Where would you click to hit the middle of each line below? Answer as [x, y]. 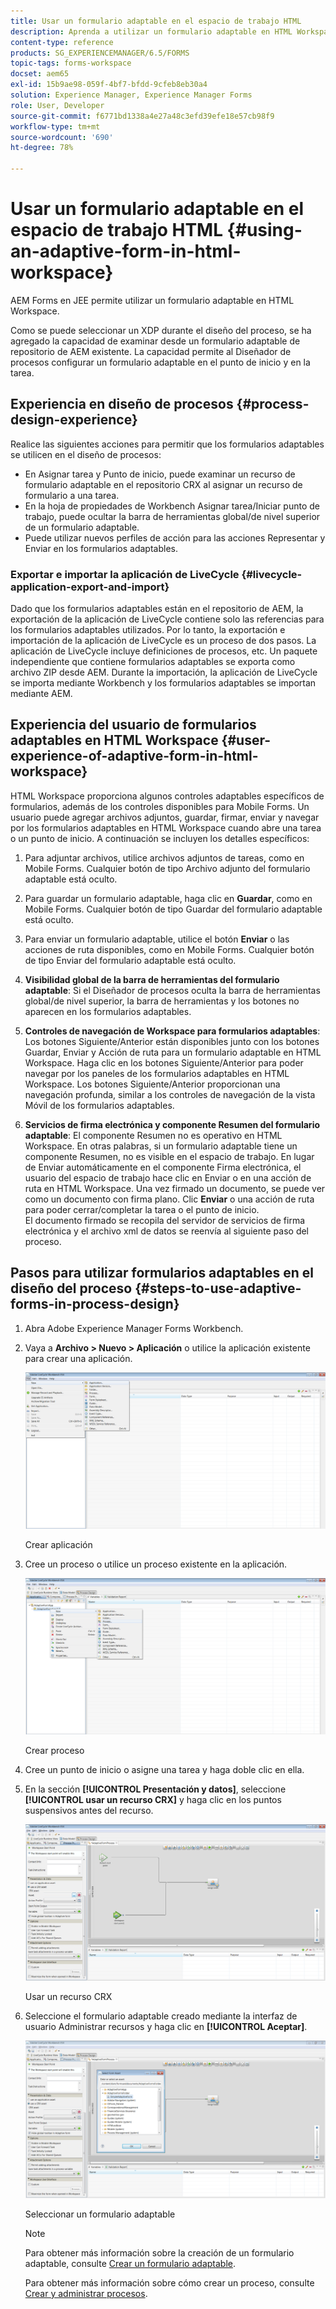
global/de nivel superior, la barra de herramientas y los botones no [162, 1001]
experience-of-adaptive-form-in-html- [134, 756]
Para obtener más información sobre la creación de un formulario [159, 2252]
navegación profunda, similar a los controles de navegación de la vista [170, 1094]
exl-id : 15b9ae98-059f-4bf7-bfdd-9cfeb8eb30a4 [109, 85]
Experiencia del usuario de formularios [133, 725]
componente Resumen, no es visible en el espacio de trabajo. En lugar [169, 1156]
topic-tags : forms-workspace [71, 63]
